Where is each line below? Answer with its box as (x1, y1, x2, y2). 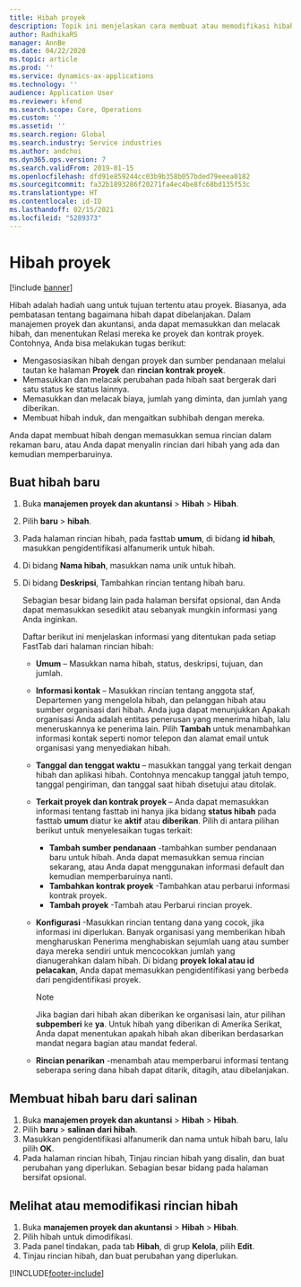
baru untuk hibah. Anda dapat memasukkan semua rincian (48, 852, 264, 863)
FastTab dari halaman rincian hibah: (21, 641, 154, 652)
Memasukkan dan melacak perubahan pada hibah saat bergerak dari (21, 374, 277, 384)
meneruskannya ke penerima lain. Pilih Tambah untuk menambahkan (35, 724, 291, 735)
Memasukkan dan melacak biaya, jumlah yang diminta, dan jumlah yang (21, 392, 288, 404)
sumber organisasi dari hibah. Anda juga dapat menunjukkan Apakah (35, 704, 290, 715)
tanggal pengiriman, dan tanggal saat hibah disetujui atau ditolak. (35, 779, 277, 790)
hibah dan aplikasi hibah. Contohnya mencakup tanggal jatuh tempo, (35, 770, 289, 780)
